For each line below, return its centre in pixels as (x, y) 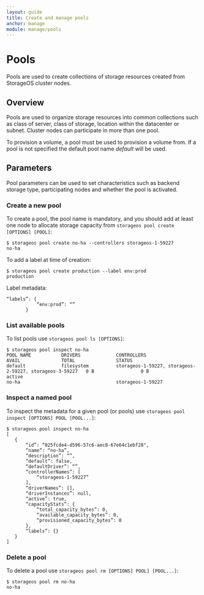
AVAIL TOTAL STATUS (70, 361)
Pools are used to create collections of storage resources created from (96, 77)
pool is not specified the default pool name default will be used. (87, 149)
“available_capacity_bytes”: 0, (78, 515)
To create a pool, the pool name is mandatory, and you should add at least (100, 219)
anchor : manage (26, 23)
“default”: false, (49, 461)
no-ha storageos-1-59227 (85, 382)
